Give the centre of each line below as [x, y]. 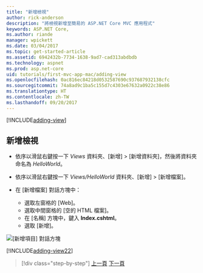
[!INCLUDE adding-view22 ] [40, 251]
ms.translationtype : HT [36, 91]
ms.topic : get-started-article [46, 52]
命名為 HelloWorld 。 [40, 164]
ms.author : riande [29, 35]
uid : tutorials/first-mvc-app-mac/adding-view [66, 74]
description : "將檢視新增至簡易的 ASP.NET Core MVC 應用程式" [81, 23]
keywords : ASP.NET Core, [38, 29]
